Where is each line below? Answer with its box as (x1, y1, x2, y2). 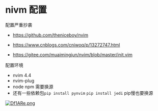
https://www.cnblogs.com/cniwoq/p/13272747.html (12, 42, 120, 48)
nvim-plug (12, 78, 35, 84)
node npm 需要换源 (12, 84, 54, 90)
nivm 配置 (5, 4, 47, 16)
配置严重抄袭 (5, 22, 32, 28)
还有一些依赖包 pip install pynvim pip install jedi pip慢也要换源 (12, 90, 153, 96)
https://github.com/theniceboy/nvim (12, 32, 88, 38)
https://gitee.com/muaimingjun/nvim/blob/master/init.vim (12, 51, 133, 58)
